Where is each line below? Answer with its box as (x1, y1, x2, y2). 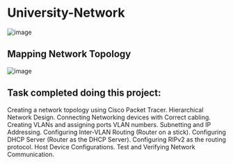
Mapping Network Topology (7, 48, 131, 60)
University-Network (7, 5, 125, 21)
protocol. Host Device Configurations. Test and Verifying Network (7, 142, 196, 151)
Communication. (7, 150, 54, 158)
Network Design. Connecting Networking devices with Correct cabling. (7, 113, 211, 121)
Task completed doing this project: (7, 87, 161, 99)
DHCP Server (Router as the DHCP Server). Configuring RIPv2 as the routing (7, 135, 226, 144)
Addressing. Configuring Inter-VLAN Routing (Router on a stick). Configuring (7, 128, 226, 136)
